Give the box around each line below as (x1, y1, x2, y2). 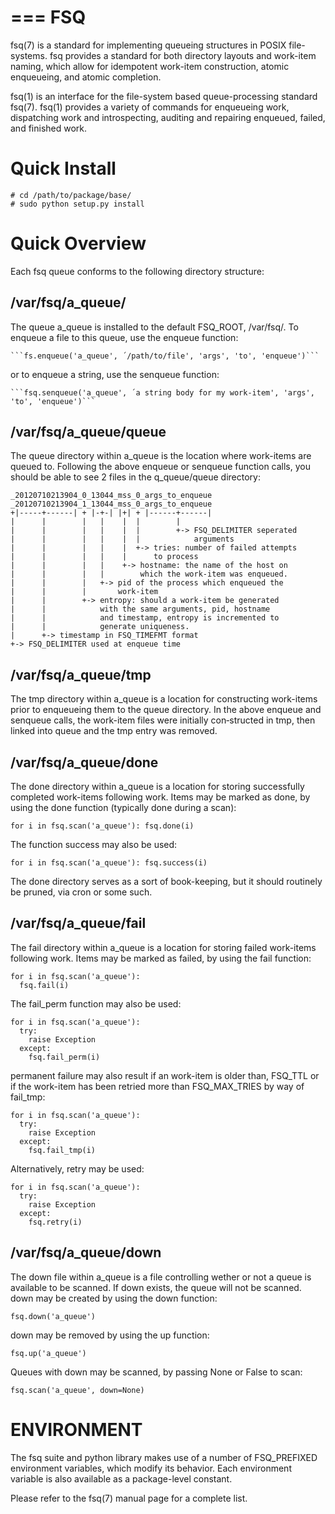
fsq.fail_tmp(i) (28, 1145, 97, 1155)
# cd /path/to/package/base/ (10, 190, 132, 200)
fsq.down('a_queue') (10, 1311, 97, 1321)
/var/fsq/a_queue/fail (10, 915, 147, 932)
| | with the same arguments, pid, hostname (10, 604, 271, 615)
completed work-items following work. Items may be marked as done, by (10, 791, 311, 803)
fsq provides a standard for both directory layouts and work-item (49, 49, 317, 61)
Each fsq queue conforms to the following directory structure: (10, 265, 265, 277)
